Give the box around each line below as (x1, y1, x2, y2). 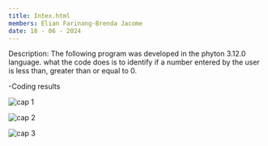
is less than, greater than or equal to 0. (8, 66, 138, 76)
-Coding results (8, 81, 61, 91)
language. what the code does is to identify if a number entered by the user (8, 57, 261, 67)
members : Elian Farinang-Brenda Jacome (8, 19, 143, 27)
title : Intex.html (8, 11, 70, 20)
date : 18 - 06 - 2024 (8, 27, 82, 35)
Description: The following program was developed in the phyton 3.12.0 (8, 49, 246, 59)
